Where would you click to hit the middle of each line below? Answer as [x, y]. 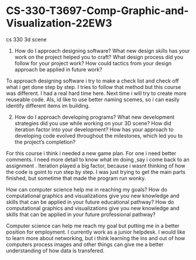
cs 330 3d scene [26, 39]
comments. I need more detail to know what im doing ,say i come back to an [98, 159]
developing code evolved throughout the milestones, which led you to [99, 135]
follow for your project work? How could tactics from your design [93, 63]
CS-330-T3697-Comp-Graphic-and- [97, 11]
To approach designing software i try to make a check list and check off [93, 81]
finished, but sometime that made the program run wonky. [76, 178]
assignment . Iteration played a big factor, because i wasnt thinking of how [96, 166]
